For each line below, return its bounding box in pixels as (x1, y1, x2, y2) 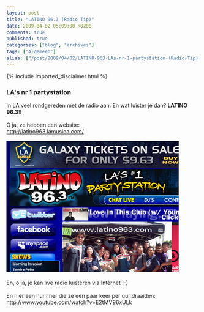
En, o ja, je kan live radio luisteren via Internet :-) (6, 279, 129, 287)
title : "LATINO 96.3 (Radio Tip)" (6, 16, 95, 23)
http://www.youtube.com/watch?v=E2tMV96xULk (6, 299, 132, 306)
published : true (6, 35, 48, 42)
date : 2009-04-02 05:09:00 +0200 (6, 23, 92, 29)
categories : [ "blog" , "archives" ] (6, 42, 95, 48)
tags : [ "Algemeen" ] (6, 49, 56, 55)
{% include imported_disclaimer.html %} (6, 72, 108, 80)
